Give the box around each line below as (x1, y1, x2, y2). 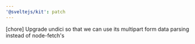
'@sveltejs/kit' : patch (5, 8, 66, 15)
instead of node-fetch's (5, 31, 65, 39)
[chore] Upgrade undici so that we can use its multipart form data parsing (5, 25, 190, 33)
